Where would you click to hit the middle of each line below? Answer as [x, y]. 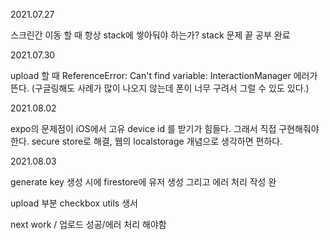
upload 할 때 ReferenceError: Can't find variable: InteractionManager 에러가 [164, 75]
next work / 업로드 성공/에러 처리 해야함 [88, 224]
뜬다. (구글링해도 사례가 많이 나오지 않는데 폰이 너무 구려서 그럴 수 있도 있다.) [160, 88]
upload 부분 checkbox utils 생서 [74, 203]
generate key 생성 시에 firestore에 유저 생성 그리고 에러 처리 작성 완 [143, 182]
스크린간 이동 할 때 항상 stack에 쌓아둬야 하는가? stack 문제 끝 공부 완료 [150, 35]
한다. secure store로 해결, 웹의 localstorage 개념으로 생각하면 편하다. [146, 141]
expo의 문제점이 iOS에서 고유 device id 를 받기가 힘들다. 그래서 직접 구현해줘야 [165, 128]
